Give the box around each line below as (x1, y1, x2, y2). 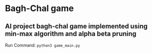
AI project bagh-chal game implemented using (5, 22, 148, 30)
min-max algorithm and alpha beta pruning (5, 29, 137, 38)
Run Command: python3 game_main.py (5, 42, 81, 48)
